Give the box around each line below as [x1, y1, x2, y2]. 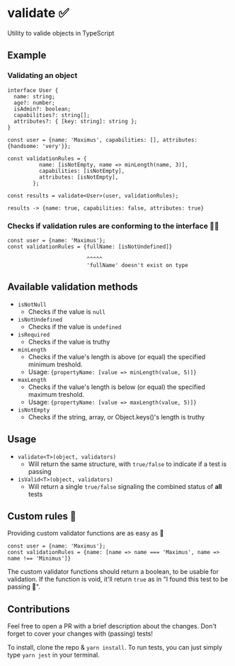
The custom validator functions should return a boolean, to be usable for [7, 568, 219, 576]
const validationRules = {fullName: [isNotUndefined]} [7, 243, 173, 250]
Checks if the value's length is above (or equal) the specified [28, 352, 206, 361]
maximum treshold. [28, 390, 85, 398]
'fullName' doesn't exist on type [86, 261, 189, 269]
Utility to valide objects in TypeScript [7, 28, 115, 37]
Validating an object [7, 71, 78, 81]
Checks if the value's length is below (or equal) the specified [28, 383, 205, 391]
